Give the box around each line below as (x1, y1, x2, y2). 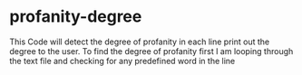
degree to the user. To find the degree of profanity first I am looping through (9, 45, 294, 56)
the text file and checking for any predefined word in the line (9, 55, 236, 66)
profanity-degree (9, 6, 142, 27)
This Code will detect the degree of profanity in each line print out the (9, 36, 270, 47)
